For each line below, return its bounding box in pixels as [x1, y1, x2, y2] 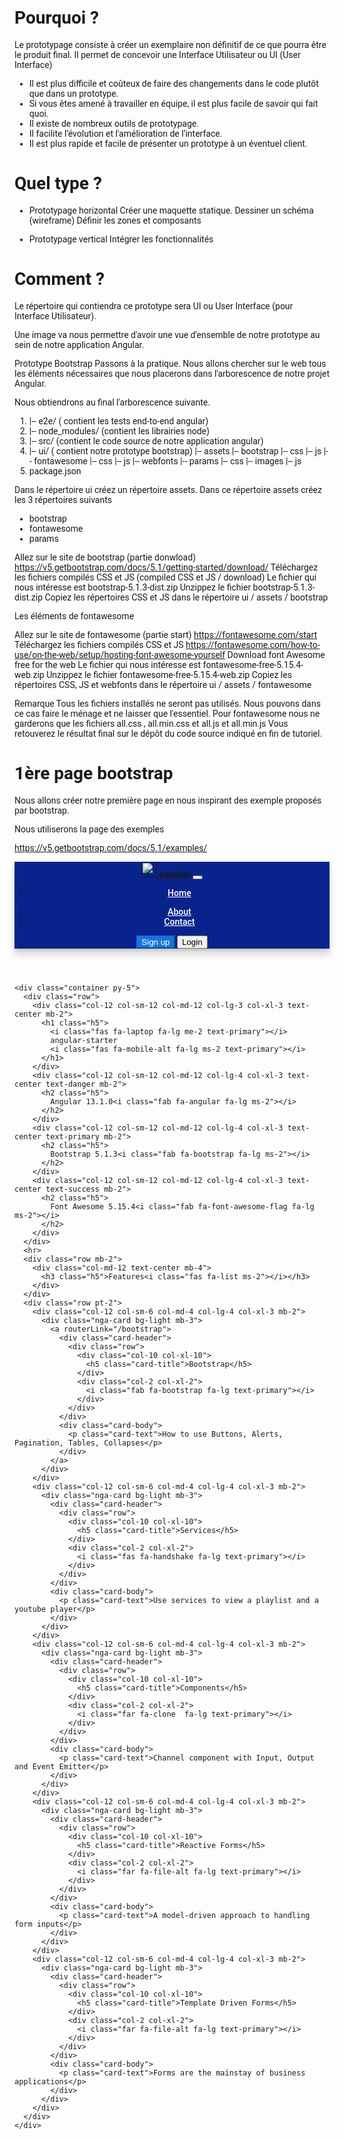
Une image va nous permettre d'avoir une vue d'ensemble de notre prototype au [14, 329, 321, 340]
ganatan [158, 868, 191, 880]
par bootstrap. [14, 804, 70, 816]
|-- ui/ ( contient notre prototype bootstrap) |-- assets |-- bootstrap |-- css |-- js [28, 445, 322, 457]
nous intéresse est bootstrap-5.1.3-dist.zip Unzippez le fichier [14, 581, 252, 593]
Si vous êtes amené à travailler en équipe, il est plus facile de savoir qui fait [28, 98, 319, 109]
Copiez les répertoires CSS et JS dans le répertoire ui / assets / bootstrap [44, 591, 329, 603]
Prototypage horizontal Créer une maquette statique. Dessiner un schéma [28, 204, 314, 216]
